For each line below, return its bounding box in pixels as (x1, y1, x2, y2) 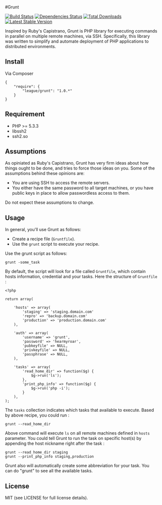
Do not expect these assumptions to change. (5, 200, 94, 205)
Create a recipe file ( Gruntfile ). (12, 236, 75, 242)
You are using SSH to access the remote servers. (12, 180, 110, 186)
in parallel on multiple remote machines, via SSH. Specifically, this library (5, 34, 150, 39)
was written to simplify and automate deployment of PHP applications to (5, 38, 149, 44)
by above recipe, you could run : (5, 412, 70, 418)
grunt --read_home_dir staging (5, 450, 68, 455)
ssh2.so (12, 133, 28, 139)
